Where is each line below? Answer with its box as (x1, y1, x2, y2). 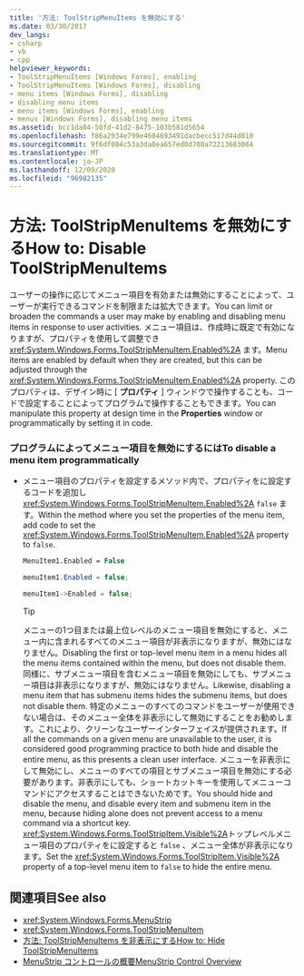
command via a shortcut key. (22, 818, 132, 829)
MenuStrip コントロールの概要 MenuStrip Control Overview (22, 955, 242, 967)
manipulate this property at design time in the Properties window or (9, 408, 263, 419)
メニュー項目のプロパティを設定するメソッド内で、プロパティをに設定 (22, 476, 284, 487)
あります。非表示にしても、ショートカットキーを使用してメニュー (38, 777, 284, 788)
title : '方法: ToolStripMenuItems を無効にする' (9, 13, 186, 23)
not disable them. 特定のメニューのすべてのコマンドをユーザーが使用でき (22, 701, 296, 712)
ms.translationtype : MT (9, 148, 100, 157)
